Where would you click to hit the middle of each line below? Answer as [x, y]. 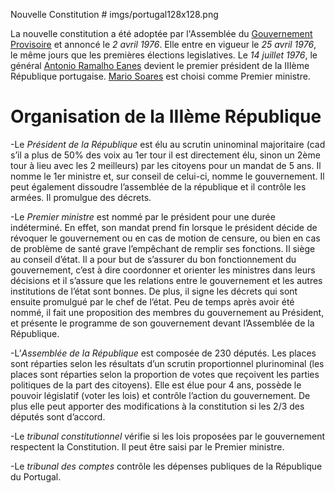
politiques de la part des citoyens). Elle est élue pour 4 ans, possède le [156, 385]
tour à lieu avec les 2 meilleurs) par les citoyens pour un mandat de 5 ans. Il [166, 165]
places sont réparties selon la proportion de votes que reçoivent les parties [165, 374]
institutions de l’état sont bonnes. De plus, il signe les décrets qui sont [154, 291]
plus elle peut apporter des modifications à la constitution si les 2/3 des [157, 406]
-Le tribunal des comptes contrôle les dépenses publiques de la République [166, 466]
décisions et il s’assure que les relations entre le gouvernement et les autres [166, 280]
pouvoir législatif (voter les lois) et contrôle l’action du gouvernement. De [160, 395]
